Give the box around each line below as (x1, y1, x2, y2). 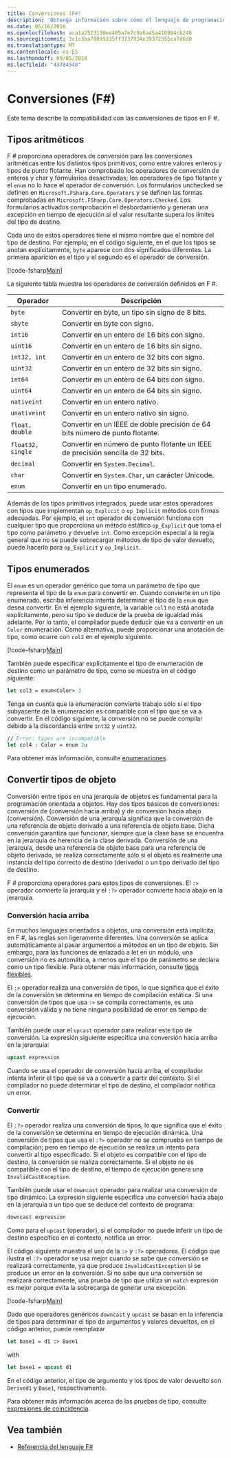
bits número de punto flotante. (61, 428, 159, 438)
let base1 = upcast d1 (7, 1364, 72, 1371)
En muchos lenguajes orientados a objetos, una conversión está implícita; (7, 926, 215, 934)
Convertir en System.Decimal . (61, 459, 155, 469)
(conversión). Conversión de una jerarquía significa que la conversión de (7, 814, 213, 822)
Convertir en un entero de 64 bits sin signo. (61, 386, 202, 396)
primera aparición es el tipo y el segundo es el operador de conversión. (7, 253, 210, 262)
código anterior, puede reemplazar (7, 1324, 105, 1333)
